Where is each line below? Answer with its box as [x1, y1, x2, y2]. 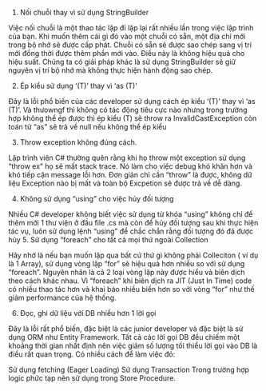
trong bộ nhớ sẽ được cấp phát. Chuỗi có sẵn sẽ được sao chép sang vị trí [8, 40, 252, 50]
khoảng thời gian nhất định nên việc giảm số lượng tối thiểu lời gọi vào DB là [8, 341, 258, 350]
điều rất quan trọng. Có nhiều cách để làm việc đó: [8, 349, 176, 359]
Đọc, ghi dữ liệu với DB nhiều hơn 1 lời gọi [19, 309, 157, 317]
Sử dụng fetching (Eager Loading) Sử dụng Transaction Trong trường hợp [8, 365, 250, 374]
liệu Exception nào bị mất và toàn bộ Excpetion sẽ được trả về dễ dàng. [8, 178, 242, 188]
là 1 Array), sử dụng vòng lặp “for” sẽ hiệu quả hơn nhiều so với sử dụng [8, 259, 245, 268]
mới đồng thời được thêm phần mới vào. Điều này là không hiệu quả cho [8, 49, 245, 58]
